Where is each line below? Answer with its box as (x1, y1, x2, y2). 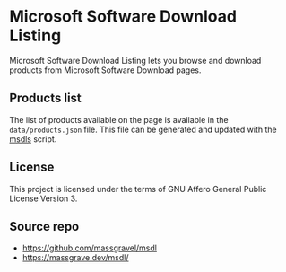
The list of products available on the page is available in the (9, 114, 229, 125)
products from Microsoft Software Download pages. (9, 65, 202, 75)
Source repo (9, 218, 80, 234)
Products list (9, 91, 82, 106)
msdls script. (9, 133, 57, 145)
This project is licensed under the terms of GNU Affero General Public (9, 183, 267, 194)
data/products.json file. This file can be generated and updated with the (9, 124, 277, 135)
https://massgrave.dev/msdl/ (22, 252, 129, 263)
